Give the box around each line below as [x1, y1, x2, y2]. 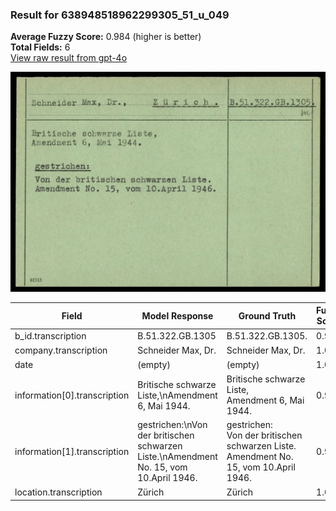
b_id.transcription [14, 329, 87, 342]
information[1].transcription [14, 445, 130, 457]
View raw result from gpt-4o [10, 52, 128, 64]
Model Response [141, 309, 214, 322]
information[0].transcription [14, 389, 130, 401]
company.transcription [14, 344, 108, 357]
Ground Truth [238, 309, 297, 322]
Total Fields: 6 [10, 41, 71, 53]
